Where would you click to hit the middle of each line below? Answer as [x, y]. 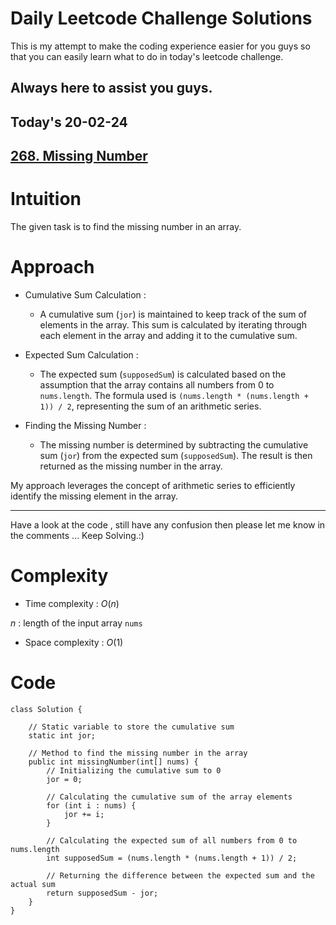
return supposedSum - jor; [102, 893]
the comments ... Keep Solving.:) [77, 535]
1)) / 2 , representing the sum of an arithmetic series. [150, 406]
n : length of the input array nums [76, 623]
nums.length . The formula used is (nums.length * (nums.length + [174, 395]
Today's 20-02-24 [69, 122]
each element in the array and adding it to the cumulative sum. [168, 335]
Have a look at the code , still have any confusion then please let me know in [168, 524]
